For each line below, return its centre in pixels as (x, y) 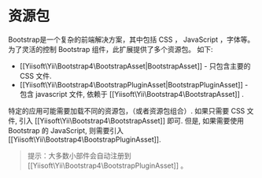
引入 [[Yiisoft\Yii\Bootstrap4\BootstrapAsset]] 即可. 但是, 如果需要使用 (131, 121)
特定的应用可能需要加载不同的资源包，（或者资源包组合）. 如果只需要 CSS (127, 110)
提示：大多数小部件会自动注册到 (79, 155)
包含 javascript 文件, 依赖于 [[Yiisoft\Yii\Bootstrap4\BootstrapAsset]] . (131, 94)
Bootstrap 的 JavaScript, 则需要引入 (66, 130)
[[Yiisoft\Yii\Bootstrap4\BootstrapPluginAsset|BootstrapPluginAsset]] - (134, 84)
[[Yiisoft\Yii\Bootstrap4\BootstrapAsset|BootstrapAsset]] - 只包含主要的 (135, 66)
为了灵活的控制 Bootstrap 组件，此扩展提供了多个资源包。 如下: (111, 49)
